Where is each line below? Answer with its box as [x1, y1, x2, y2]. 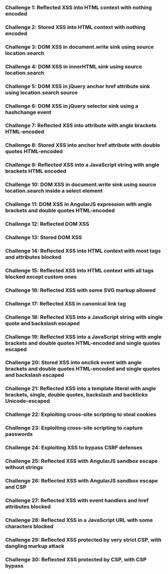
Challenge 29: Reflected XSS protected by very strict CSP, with [5, 536, 161, 543]
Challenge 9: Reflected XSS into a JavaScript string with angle [5, 162, 159, 169]
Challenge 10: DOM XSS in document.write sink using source [5, 181, 156, 188]
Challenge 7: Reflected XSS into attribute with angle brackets [5, 122, 156, 129]
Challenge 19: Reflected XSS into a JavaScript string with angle [5, 333, 161, 340]
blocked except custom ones [5, 273, 77, 280]
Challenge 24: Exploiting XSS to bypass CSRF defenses [5, 444, 142, 451]
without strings [5, 464, 43, 471]
